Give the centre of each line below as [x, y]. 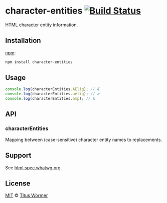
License [18, 183]
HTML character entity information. [42, 25]
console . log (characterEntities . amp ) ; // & [50, 99]
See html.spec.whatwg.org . [34, 167]
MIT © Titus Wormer [27, 195]
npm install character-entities [39, 62]
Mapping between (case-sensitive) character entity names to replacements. [83, 140]
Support [18, 155]
